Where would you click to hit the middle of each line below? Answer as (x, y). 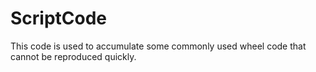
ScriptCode (59, 18)
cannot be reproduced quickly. (73, 56)
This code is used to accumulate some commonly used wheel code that (158, 46)
